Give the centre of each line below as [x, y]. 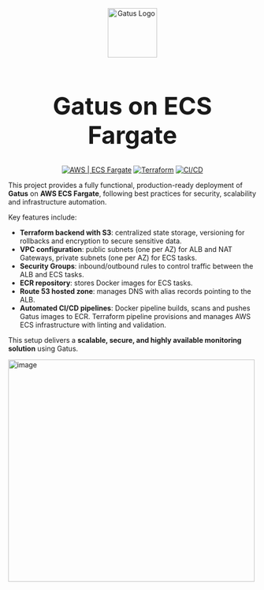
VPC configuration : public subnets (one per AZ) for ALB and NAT [126, 250]
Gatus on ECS [132, 106]
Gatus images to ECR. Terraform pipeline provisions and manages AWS [135, 317]
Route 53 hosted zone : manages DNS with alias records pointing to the [135, 291]
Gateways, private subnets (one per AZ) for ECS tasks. [108, 258]
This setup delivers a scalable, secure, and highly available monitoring [125, 340]
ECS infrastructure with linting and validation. [93, 325]
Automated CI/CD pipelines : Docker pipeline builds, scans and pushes [135, 308]
